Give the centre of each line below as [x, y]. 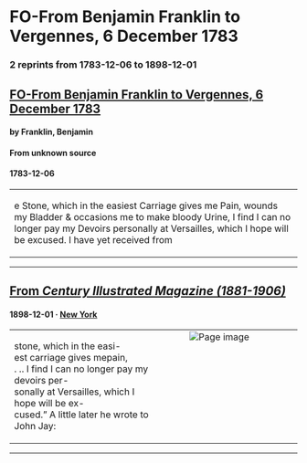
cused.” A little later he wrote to [81, 415]
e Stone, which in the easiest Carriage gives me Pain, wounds [146, 205]
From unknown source [53, 153]
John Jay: [35, 426]
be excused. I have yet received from [93, 239]
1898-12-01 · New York [53, 314]
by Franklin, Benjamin [52, 132]
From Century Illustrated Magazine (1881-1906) [148, 291]
